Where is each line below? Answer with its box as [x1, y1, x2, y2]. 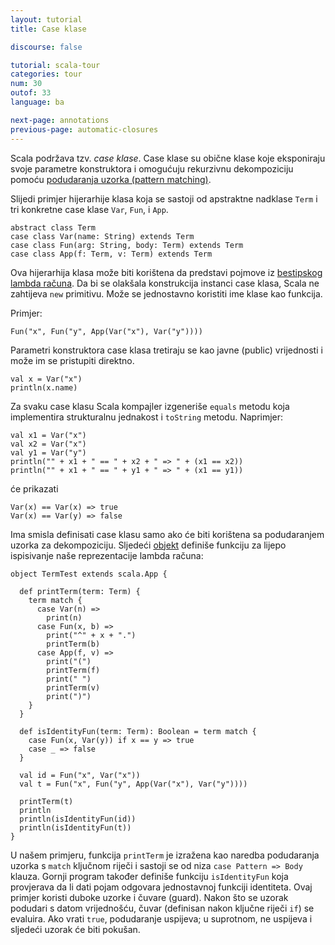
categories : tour [10, 69, 83, 80]
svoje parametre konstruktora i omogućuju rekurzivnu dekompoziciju [10, 162, 294, 175]
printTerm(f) [46, 665, 101, 675]
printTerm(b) [46, 639, 101, 649]
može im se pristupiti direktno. [10, 354, 135, 366]
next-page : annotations [10, 115, 110, 125]
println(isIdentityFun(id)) [19, 814, 137, 824]
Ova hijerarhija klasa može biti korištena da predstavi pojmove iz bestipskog [10, 266, 323, 278]
